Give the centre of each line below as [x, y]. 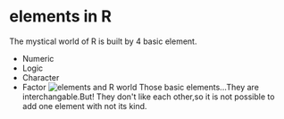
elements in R [61, 17]
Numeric [38, 58]
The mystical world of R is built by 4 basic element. [103, 41]
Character [41, 77]
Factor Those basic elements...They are [140, 87]
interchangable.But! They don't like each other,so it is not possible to [148, 97]
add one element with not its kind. [84, 106]
